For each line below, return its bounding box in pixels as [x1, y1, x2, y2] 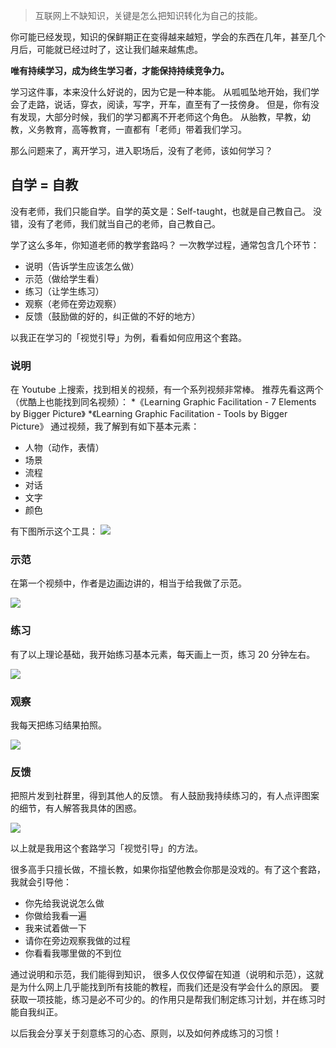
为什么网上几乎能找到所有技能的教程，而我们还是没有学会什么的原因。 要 [18, 981, 320, 993]
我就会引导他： [10, 876, 72, 888]
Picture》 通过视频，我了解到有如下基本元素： [10, 420, 200, 433]
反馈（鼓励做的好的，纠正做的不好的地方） [24, 310, 201, 322]
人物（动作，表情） [24, 442, 105, 454]
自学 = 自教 [10, 177, 79, 194]
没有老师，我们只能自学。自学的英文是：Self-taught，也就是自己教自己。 [10, 205, 311, 217]
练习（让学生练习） [24, 285, 105, 297]
